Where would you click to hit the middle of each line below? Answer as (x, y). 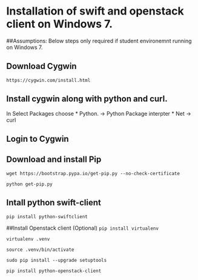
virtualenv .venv (28, 239)
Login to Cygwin (38, 138)
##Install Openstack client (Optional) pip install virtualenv (83, 228)
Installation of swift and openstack (95, 11)
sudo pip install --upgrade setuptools (57, 260)
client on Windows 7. (60, 24)
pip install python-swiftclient (47, 216)
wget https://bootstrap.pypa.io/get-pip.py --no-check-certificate (93, 173)
